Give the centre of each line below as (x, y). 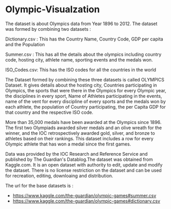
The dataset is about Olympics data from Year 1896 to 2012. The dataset (81, 24)
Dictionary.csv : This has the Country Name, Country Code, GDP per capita (84, 39)
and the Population (25, 44)
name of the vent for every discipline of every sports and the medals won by (86, 101)
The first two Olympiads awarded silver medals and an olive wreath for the (84, 128)
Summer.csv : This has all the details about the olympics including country (83, 54)
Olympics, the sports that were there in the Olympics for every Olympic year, (86, 90)
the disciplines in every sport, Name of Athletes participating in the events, (84, 96)
